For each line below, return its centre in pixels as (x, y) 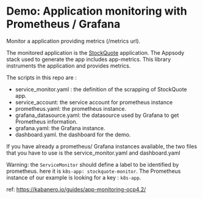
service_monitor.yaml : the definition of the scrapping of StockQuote (101, 89)
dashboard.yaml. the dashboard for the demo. (73, 134)
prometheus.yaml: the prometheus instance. (71, 108)
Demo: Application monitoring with (97, 11)
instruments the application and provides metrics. (69, 66)
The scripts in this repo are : (42, 77)
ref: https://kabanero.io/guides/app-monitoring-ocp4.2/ (76, 189)
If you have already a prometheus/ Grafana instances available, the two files (102, 146)
